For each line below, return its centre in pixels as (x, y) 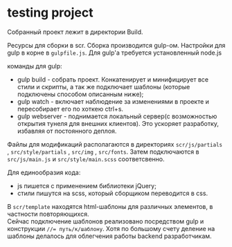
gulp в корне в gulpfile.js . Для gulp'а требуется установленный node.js (115, 53)
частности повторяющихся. (48, 214)
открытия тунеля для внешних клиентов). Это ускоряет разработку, (118, 123)
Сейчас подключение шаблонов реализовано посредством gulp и (106, 221)
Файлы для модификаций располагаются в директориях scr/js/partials (115, 144)
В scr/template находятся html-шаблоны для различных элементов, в (110, 206)
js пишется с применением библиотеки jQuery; (87, 185)
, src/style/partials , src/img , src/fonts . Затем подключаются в (103, 152)
